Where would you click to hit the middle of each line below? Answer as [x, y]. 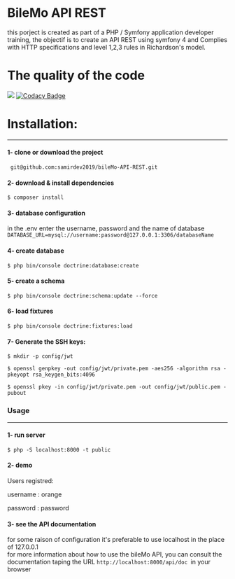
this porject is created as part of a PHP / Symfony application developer [111, 32]
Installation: [43, 124]
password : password [38, 508]
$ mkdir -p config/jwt [40, 356]
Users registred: [30, 480]
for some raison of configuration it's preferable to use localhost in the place [116, 540]
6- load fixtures [30, 311]
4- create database [36, 251]
